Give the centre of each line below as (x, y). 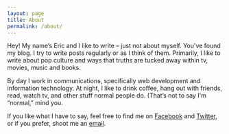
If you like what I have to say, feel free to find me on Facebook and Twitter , (112, 116)
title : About (26, 20)
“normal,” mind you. (35, 103)
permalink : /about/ (35, 26)
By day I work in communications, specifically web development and (104, 81)
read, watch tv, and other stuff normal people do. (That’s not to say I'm (107, 96)
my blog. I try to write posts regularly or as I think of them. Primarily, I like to (114, 53)
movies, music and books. (44, 68)
